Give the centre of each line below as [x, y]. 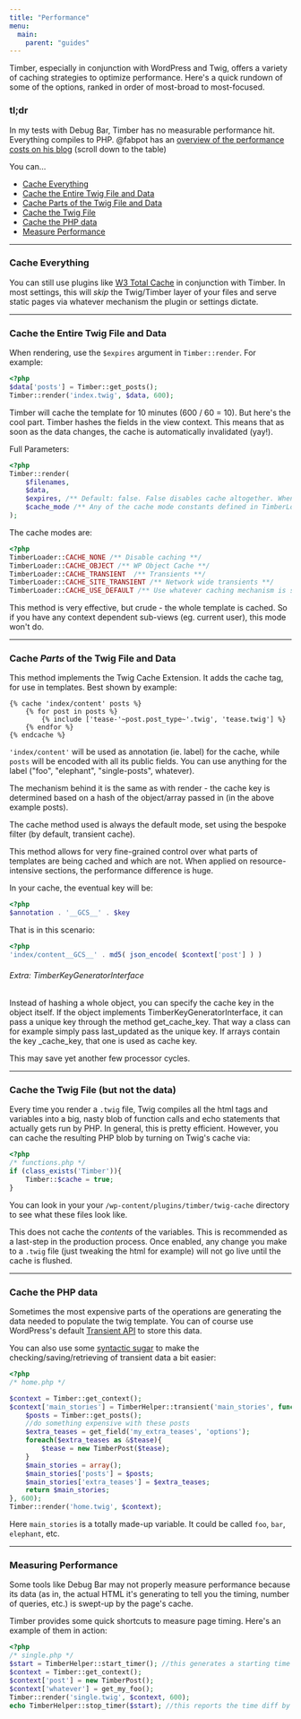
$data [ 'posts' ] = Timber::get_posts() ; [84, 387]
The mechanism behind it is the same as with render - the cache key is [140, 788]
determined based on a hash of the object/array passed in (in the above [142, 798]
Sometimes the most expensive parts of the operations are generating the [146, 1312]
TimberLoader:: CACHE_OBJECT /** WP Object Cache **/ [110, 566]
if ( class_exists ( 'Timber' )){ [66, 1171]
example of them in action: [58, 1631]
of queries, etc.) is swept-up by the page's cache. [102, 1604]
